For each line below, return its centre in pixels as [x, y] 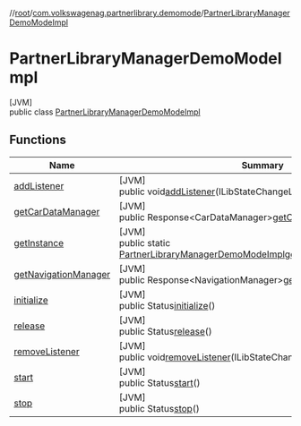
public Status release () [166, 331]
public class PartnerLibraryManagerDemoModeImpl [105, 112]
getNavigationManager [62, 274]
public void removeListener [175, 357]
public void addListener [168, 192]
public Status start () [160, 382]
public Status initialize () [168, 305]
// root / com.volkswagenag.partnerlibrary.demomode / [107, 13]
